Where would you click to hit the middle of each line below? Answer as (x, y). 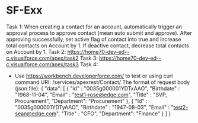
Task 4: (89, 64)
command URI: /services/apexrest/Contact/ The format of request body (102, 82)
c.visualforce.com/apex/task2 (42, 58)
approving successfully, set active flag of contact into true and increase (94, 39)
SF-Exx (24, 10)
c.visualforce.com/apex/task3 (42, 64)
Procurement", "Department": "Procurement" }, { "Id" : (81, 101)
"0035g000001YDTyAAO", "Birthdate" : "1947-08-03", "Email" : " (94, 107)
